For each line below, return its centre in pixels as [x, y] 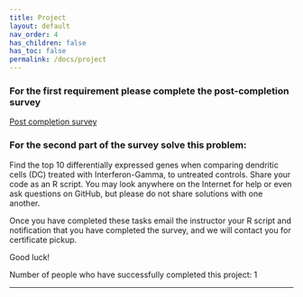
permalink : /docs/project [58, 59]
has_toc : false [38, 51]
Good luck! [30, 256]
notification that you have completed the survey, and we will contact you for [150, 229]
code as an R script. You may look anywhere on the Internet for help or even [151, 184]
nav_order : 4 [34, 34]
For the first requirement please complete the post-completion [149, 91]
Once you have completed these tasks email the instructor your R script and [150, 220]
